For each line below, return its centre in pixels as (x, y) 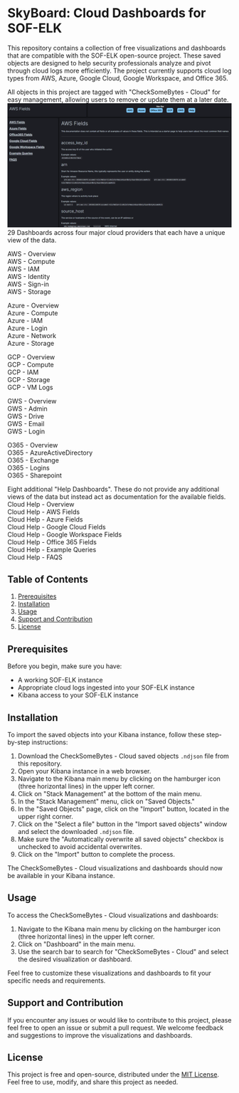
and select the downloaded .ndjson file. (76, 831)
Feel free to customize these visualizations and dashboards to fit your (110, 973)
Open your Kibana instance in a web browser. (84, 771)
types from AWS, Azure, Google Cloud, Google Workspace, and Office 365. (118, 78)
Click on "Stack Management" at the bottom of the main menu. (110, 793)
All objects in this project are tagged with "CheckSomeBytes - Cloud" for (114, 92)
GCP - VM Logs (30, 387)
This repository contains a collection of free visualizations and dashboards (117, 48)
